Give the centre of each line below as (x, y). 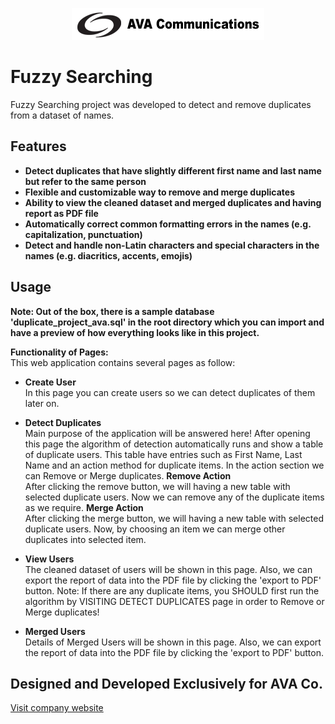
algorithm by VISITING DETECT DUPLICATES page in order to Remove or (174, 601)
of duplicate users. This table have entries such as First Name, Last (163, 454)
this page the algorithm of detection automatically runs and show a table (174, 444)
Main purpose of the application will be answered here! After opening (167, 433)
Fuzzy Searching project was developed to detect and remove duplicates (161, 104)
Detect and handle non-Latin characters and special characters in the (172, 245)
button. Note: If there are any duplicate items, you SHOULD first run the (172, 590)
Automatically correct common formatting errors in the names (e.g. (168, 224)
